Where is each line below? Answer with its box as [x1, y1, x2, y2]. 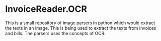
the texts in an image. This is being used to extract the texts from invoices [5, 25, 157, 31]
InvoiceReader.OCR [5, 3, 87, 15]
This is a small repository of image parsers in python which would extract [5, 20, 156, 26]
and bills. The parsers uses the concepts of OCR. [5, 30, 106, 36]
